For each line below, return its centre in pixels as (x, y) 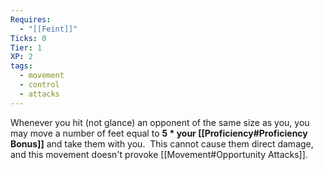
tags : (21, 66)
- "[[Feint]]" (48, 29)
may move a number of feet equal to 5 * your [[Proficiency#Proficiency (159, 133)
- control (39, 85)
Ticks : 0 (28, 38)
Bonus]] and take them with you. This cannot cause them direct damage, (162, 143)
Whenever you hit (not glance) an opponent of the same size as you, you (160, 122)
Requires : (31, 19)
